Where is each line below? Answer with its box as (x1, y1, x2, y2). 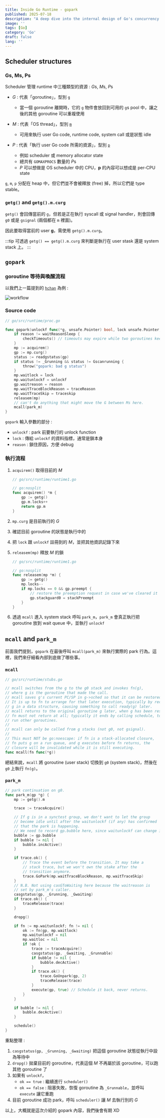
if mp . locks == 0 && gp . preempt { (21, 586, 92, 592)
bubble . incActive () (23, 842, 63, 847)
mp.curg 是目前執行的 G (12, 518, 60, 524)
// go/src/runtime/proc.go (5, 318, 60, 323)
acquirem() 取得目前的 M (12, 467, 62, 473)
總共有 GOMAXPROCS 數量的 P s (19, 159, 77, 164)
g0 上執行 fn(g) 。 (5, 765, 40, 771)
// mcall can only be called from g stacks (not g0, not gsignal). (5, 727, 146, 732)
